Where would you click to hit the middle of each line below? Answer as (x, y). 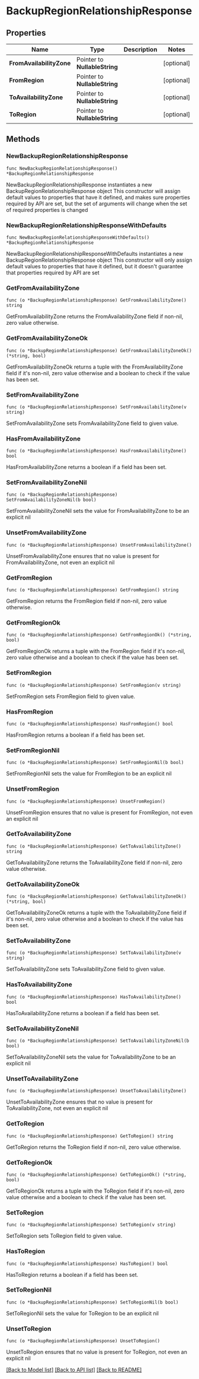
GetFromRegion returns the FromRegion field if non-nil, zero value (86, 601)
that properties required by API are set (53, 272)
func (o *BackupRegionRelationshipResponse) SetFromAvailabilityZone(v (96, 407)
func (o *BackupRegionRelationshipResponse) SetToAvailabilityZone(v (94, 953)
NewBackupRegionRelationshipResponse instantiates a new (79, 185)
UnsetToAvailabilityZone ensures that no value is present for (79, 1102)
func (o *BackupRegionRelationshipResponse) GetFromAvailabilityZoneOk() (99, 351)
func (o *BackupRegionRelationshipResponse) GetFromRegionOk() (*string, (99, 635)
